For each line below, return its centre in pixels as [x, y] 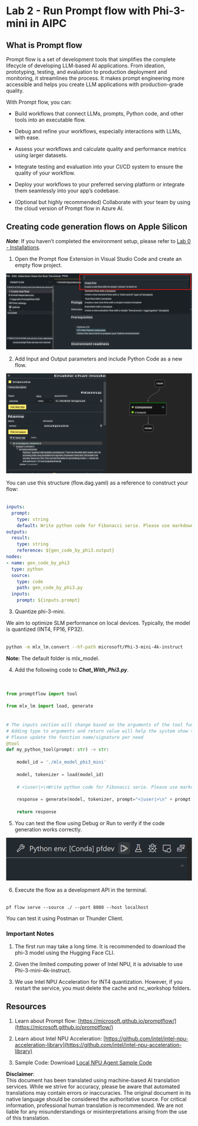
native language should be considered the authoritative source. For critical [96, 1099]
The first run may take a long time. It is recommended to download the [100, 947]
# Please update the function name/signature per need [75, 737]
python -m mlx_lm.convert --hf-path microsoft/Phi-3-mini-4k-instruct [95, 647]
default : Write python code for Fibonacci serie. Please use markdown [105, 526]
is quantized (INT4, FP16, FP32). [45, 629]
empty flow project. [38, 265]
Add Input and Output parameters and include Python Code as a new [98, 359]
